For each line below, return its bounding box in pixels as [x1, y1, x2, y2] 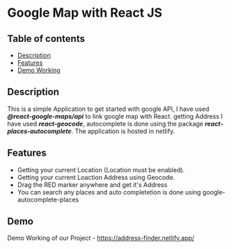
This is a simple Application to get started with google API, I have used [7, 105, 210, 113]
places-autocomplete [7, 127, 72, 135]
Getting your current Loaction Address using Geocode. [17, 173, 176, 181]
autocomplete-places [17, 195, 79, 204]
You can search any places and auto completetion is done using [17, 188, 201, 196]
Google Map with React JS [7, 5, 162, 21]
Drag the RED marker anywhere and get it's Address [17, 180, 168, 189]
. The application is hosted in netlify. [71, 127, 176, 135]
